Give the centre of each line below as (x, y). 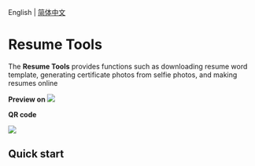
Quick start (36, 154)
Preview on (27, 99)
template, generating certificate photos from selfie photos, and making (123, 75)
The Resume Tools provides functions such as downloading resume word (128, 66)
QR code (22, 114)
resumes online (33, 83)
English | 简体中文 (37, 12)
